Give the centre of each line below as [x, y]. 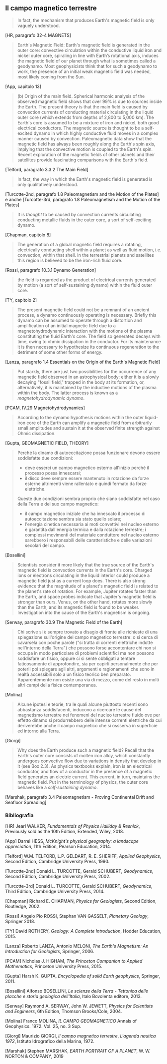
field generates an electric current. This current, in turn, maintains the [88, 777]
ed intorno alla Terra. [39, 731]
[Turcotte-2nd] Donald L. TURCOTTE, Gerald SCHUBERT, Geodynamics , [79, 871]
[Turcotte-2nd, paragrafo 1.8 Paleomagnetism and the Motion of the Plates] [82, 194]
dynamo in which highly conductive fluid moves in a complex [96, 133]
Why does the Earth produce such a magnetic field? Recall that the [85, 750]
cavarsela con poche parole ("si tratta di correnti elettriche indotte [85, 642]
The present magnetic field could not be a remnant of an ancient [83, 310]
